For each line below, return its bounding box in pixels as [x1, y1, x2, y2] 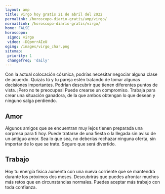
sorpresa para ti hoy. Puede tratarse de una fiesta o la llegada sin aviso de [5, 131, 156, 137]
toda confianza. [5, 184, 37, 190]
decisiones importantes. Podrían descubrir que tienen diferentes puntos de [5, 82, 158, 88]
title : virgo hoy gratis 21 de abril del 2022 [5, 12, 103, 17]
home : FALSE [5, 26, 30, 31]
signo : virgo [7, 35, 35, 40]
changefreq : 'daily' [7, 58, 50, 63]
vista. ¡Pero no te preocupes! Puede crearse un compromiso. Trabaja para [5, 87, 156, 93]
